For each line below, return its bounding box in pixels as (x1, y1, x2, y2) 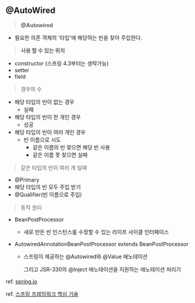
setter (14, 67, 30, 74)
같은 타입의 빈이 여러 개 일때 (20, 164, 87, 171)
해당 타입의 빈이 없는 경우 (14, 98, 75, 105)
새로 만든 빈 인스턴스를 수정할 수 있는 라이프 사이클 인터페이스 (23, 228, 169, 235)
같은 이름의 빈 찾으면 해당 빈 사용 (32, 143, 110, 151)
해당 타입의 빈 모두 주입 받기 (14, 183, 81, 191)
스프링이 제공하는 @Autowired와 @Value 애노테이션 (23, 253, 148, 260)
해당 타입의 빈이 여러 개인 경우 (14, 128, 86, 135)
